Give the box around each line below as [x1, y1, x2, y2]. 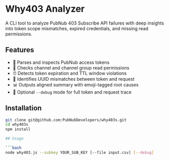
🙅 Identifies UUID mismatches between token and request [12, 76, 135, 82]
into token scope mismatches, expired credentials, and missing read [5, 25, 149, 31]
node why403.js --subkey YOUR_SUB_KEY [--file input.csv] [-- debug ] [5, 150, 154, 155]
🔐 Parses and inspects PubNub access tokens [12, 59, 110, 65]
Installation [5, 104, 42, 112]
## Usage [5, 136, 24, 141]
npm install [5, 127, 31, 132]
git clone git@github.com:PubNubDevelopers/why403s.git [5, 117, 127, 123]
